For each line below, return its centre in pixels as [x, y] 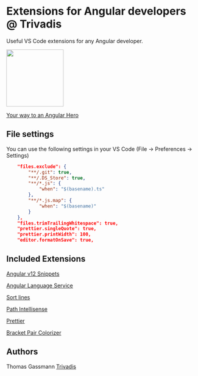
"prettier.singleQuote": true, [57, 229]
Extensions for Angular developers [96, 11]
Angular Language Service [40, 285]
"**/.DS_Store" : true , [57, 178]
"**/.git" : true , [50, 172]
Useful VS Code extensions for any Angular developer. [75, 41]
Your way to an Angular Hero [43, 115]
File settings [30, 134]
